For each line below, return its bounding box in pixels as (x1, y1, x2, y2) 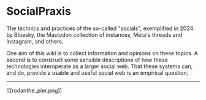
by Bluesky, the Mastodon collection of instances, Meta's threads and (6, 31, 183, 38)
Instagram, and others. (6, 37, 64, 45)
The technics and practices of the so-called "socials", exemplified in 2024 (6, 25, 194, 32)
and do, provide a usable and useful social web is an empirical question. (6, 69, 189, 76)
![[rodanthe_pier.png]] (6, 87, 63, 94)
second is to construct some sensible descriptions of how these (6, 56, 169, 63)
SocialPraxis (6, 4, 72, 18)
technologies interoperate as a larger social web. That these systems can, (6, 63, 193, 70)
